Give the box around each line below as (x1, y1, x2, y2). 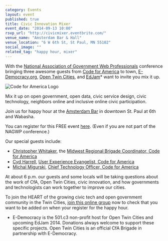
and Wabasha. (5, 113, 35, 119)
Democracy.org (5, 74, 38, 80)
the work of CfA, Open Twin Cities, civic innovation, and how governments (5, 179, 159, 185)
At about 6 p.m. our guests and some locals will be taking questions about (5, 173, 158, 179)
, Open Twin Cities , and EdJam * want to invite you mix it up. (37, 74, 160, 80)
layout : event (5, 12, 35, 17)
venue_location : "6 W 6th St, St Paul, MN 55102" (5, 40, 111, 45)
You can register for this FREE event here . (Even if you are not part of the (5, 123, 156, 129)
